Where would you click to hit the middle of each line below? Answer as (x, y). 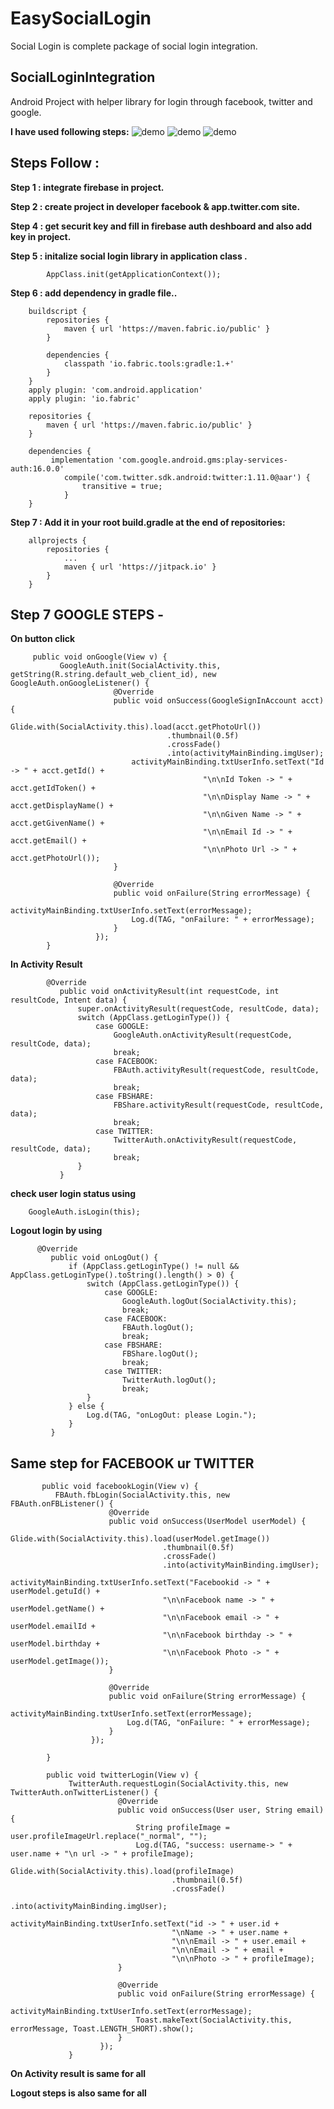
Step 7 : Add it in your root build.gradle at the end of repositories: (148, 522)
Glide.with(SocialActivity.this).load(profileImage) (122, 1872)
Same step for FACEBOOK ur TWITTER (132, 1463)
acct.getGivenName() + (57, 823)
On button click (43, 639)
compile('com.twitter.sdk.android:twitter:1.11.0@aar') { (187, 477)
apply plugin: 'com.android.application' (115, 390)
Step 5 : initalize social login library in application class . (129, 256)
